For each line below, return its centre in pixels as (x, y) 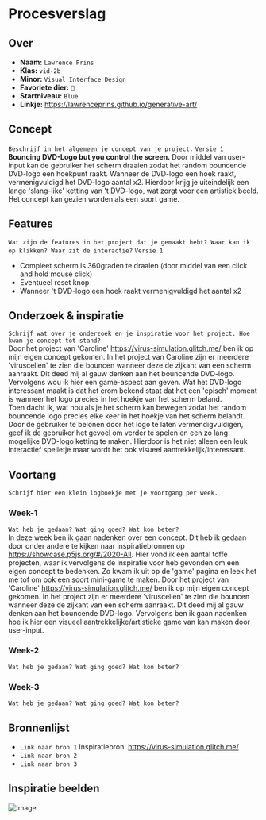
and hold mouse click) (56, 274)
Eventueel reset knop (54, 282)
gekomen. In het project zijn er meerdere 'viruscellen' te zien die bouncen (129, 596)
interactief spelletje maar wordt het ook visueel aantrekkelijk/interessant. (127, 450)
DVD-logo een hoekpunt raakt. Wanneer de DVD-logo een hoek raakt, (122, 173)
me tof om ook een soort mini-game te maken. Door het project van (119, 579)
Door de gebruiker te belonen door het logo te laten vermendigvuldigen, (126, 425)
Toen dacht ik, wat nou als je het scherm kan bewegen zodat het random (127, 408)
